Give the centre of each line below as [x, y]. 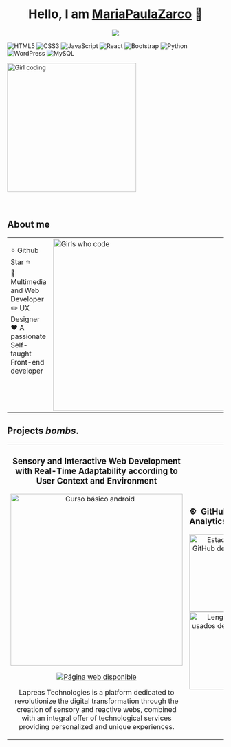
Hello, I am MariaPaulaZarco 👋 [115, 14]
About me [29, 225]
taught [21, 354]
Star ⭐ [21, 262]
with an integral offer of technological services [97, 718]
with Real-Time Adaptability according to [97, 471]
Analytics [208, 521]
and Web [25, 290]
